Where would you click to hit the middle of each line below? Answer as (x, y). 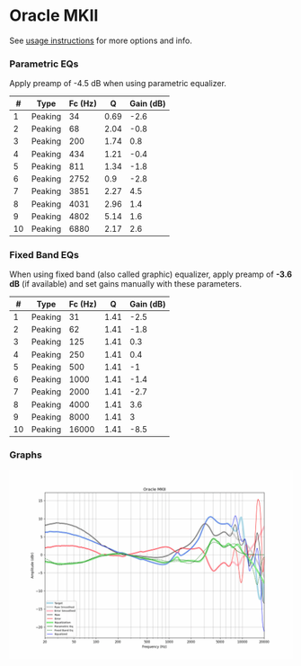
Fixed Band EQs (44, 254)
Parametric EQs (44, 64)
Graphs (26, 455)
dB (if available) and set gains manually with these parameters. (126, 284)
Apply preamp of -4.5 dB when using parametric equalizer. (118, 84)
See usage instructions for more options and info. (101, 40)
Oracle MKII (54, 16)
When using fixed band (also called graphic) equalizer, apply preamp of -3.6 (151, 274)
